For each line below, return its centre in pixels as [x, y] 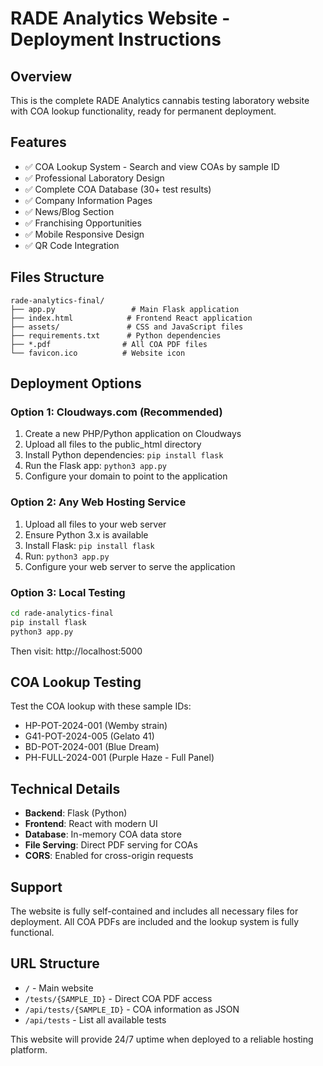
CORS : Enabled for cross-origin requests [109, 856]
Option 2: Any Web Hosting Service [98, 502]
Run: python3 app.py [67, 556]
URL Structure [55, 963]
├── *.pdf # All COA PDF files [109, 344]
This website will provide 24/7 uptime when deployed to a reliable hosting [162, 1039]
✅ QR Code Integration [72, 245]
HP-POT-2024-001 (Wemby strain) [96, 726]
